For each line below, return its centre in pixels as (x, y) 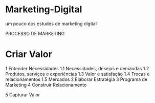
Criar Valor (29, 54)
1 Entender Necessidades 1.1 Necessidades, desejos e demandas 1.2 (77, 68)
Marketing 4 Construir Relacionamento (46, 85)
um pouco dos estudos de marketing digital (51, 24)
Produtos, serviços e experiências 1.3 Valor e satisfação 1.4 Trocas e (77, 74)
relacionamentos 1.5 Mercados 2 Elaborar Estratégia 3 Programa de (76, 79)
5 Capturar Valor (23, 95)
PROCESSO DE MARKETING (35, 33)
